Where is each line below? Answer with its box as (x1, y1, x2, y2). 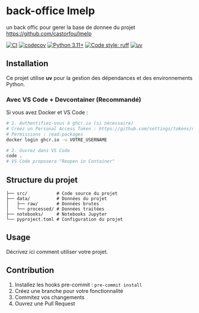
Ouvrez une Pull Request (14, 300, 75, 307)
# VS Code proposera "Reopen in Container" (6, 159, 115, 164)
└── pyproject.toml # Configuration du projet (6, 216, 123, 222)
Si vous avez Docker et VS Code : (6, 109, 88, 116)
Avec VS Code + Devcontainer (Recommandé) (6, 95, 142, 104)
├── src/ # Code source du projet (6, 191, 118, 196)
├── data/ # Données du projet (6, 195, 108, 202)
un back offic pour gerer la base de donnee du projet (6, 24, 136, 31)
